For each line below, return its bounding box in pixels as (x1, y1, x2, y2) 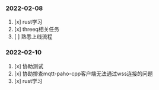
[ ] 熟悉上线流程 (14, 33, 53, 40)
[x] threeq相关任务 (14, 25, 60, 33)
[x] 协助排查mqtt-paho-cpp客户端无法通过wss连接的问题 (14, 70, 153, 77)
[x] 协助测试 (14, 62, 44, 69)
